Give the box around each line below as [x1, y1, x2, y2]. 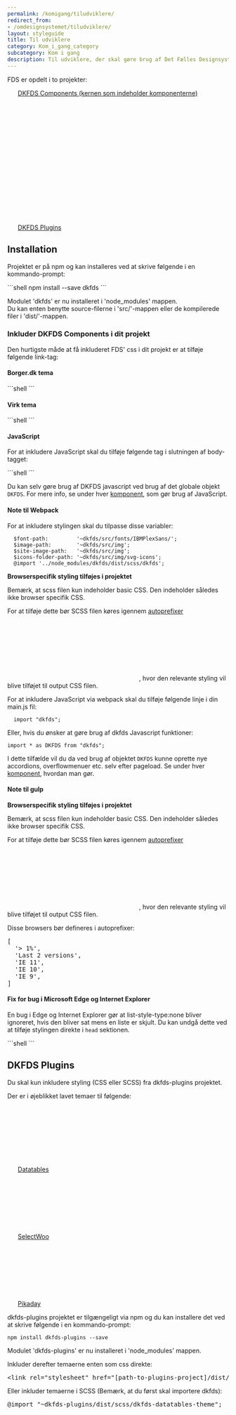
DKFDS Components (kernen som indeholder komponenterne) [17, 88, 198, 97]
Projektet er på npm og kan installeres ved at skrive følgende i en [7, 262, 195, 270]
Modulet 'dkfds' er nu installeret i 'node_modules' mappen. [7, 296, 178, 305]
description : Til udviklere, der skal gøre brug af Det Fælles [7, 56, 197, 63]
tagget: [7, 455, 28, 463]
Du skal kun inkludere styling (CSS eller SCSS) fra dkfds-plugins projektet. [7, 1078, 223, 1086]
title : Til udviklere [7, 37, 71, 44]
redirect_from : [7, 17, 52, 24]
